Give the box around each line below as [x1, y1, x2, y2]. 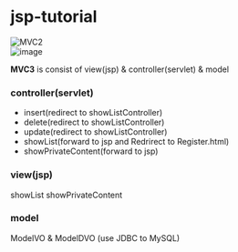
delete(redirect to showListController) [23, 116, 165, 128]
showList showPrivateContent [10, 189, 123, 200]
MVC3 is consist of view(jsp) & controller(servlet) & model [10, 64, 230, 75]
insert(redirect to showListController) [23, 107, 163, 118]
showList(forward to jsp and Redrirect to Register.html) [23, 136, 230, 147]
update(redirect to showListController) [23, 126, 168, 137]
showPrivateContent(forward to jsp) [23, 146, 159, 156]
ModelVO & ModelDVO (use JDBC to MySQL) [10, 232, 181, 243]
